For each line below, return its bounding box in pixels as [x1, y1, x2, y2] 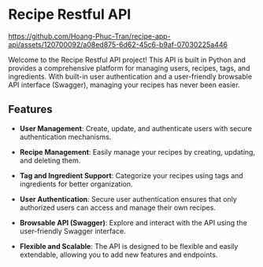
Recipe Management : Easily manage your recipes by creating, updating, [19, 147, 256, 156]
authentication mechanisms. [19, 132, 112, 141]
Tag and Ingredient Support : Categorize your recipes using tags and [19, 170, 244, 180]
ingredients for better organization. [19, 179, 133, 188]
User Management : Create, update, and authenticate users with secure [19, 123, 252, 133]
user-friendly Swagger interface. [19, 226, 126, 236]
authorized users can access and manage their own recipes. [19, 203, 217, 212]
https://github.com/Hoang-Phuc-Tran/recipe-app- [8, 31, 171, 41]
